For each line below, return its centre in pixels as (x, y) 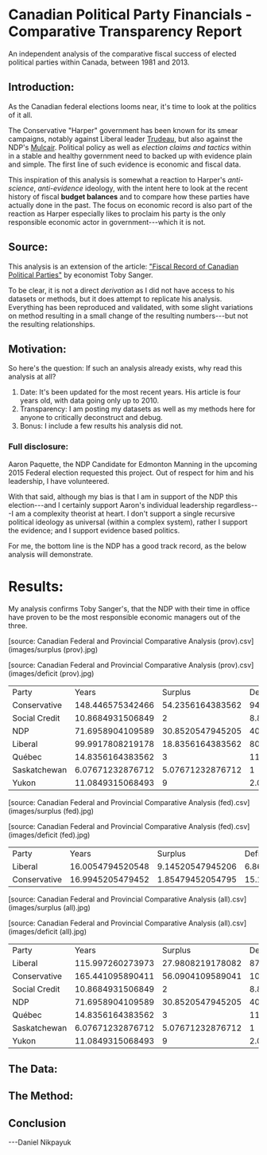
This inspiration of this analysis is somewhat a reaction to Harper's (117, 179)
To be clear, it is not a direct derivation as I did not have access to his (122, 290)
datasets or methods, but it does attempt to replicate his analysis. (115, 299)
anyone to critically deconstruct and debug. (91, 418)
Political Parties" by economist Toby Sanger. (81, 275)
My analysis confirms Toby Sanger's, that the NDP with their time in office (129, 608)
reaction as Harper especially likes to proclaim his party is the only (117, 214)
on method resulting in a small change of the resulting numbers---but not (128, 316)
